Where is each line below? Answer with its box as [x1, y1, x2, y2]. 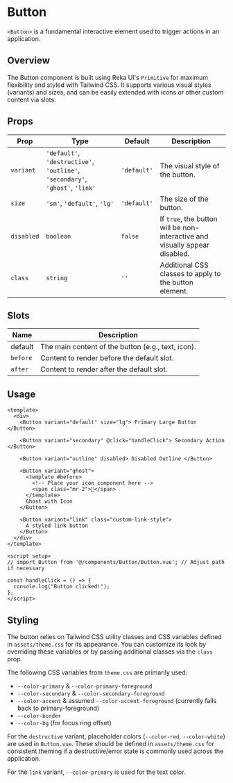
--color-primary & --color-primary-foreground [17, 682, 153, 690]
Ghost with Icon [25, 498, 73, 505]
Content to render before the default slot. [40, 353, 174, 363]
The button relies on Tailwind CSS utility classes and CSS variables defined [7, 633, 222, 640]
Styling [7, 614, 40, 626]
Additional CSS [159, 260, 209, 270]
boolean [46, 232, 71, 240]
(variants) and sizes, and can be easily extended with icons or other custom [7, 88, 224, 96]
